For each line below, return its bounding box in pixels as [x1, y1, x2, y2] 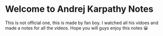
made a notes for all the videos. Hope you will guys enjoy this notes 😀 [5, 25, 148, 31]
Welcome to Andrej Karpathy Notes [5, 3, 154, 15]
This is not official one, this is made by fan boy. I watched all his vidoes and [5, 20, 159, 26]
